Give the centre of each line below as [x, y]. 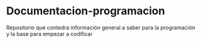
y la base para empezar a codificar [49, 33]
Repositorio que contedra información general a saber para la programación [101, 27]
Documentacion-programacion [86, 11]
